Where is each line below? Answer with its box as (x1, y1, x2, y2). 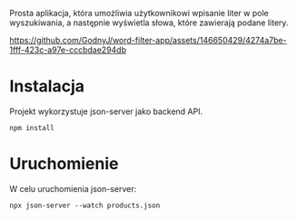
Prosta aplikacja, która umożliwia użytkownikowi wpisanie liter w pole (9, 8, 270, 18)
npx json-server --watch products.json (9, 201, 161, 210)
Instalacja (9, 76, 84, 97)
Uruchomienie (9, 154, 119, 175)
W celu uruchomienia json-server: (9, 183, 137, 194)
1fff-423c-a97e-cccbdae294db (9, 44, 127, 55)
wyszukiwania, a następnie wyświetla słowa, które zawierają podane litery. (9, 17, 289, 28)
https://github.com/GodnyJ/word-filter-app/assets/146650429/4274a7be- (9, 35, 288, 45)
